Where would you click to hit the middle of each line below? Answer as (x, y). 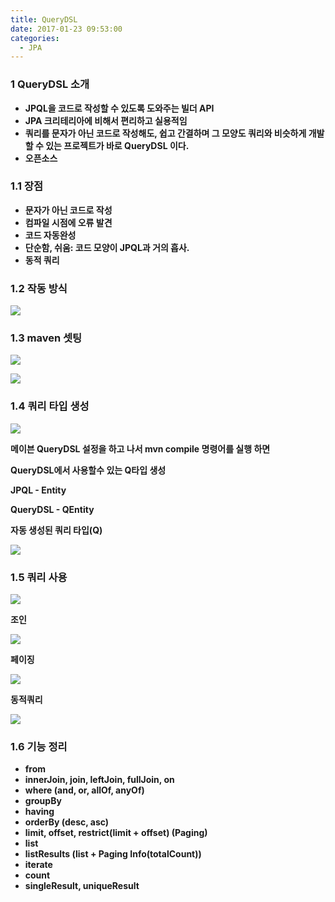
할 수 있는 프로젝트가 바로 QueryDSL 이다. (107, 145)
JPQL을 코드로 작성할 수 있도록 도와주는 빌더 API (119, 108)
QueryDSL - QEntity (52, 509)
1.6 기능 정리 (39, 746)
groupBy (43, 801)
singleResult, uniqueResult (82, 886)
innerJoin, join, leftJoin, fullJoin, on (99, 780)
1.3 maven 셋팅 (46, 338)
